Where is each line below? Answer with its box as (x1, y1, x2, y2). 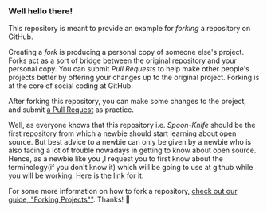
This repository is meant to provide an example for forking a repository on (8, 24, 251, 33)
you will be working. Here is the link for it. (8, 171, 144, 180)
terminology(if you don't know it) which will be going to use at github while (8, 163, 253, 172)
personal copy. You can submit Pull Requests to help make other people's (8, 64, 249, 74)
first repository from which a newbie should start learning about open (8, 129, 237, 138)
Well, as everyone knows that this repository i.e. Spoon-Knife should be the (8, 121, 256, 130)
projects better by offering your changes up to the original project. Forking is (8, 73, 260, 83)
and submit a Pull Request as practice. (8, 105, 134, 114)
